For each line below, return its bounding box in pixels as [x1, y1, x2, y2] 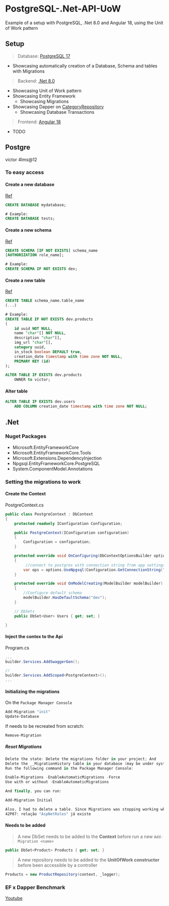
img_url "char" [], [14, 340, 53, 345]
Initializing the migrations [5, 688, 60, 695]
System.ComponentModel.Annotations [12, 466, 93, 472]
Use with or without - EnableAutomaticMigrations [5, 780, 109, 785]
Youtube [5, 895, 23, 901]
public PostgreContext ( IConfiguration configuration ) [14, 530, 129, 535]
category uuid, [14, 345, 46, 350]
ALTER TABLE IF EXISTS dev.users [5, 399, 75, 404]
